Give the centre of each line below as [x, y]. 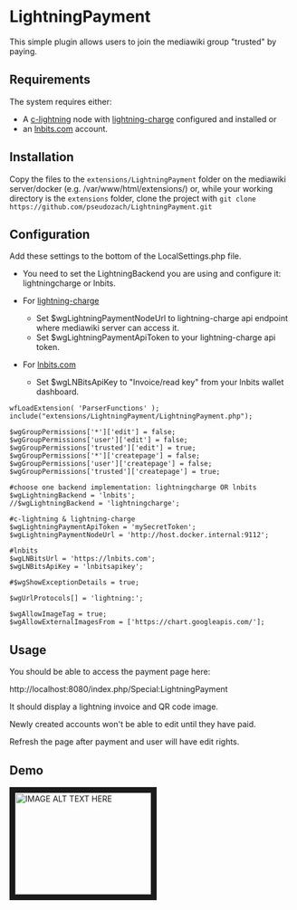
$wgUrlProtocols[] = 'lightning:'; [77, 599]
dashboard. [57, 392]
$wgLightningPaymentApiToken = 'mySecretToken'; [103, 527]
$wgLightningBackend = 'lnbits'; [72, 496]
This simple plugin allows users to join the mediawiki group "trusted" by [143, 42]
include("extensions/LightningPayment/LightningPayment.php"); [131, 417]
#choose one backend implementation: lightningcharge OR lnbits [133, 488]
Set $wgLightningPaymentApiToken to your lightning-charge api [156, 337]
